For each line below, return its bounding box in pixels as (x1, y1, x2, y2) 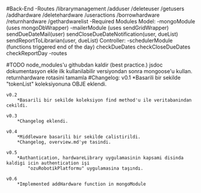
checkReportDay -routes (6, 50, 67, 56)
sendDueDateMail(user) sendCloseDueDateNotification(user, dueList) (6, 31, 178, 38)
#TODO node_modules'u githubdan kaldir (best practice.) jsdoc (6, 61, 163, 68)
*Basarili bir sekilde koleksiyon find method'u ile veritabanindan (17, 97, 192, 103)
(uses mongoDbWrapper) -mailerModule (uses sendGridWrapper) (6, 24, 169, 31)
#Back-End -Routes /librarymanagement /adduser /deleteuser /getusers (6, 5, 185, 12)
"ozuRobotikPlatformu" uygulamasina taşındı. (28, 165, 144, 171)
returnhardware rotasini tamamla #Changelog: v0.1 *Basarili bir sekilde (6, 74, 181, 81)
